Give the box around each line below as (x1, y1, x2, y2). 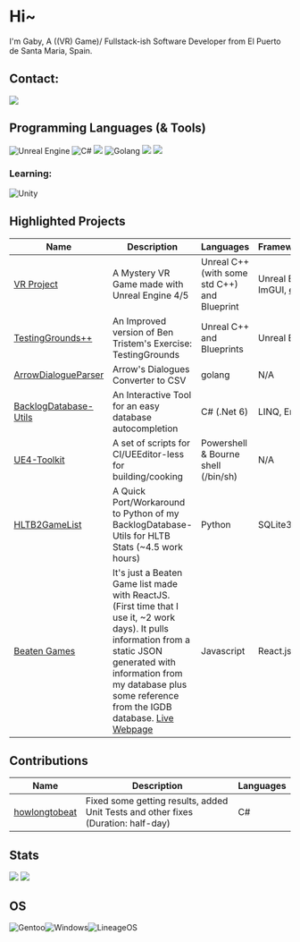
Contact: (9, 72, 60, 87)
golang (200, 369, 230, 381)
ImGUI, (257, 284, 287, 296)
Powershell (200, 437, 248, 449)
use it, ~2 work (112, 611, 176, 624)
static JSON (112, 644, 162, 657)
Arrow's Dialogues (112, 362, 190, 375)
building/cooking (112, 470, 183, 482)
